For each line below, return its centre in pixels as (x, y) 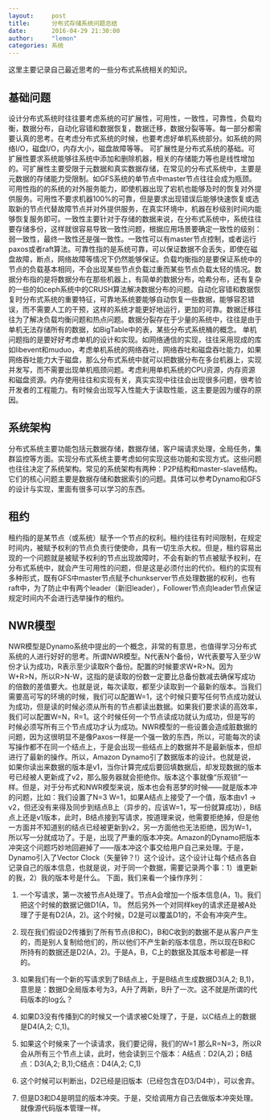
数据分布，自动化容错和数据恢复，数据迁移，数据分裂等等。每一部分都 (138, 128)
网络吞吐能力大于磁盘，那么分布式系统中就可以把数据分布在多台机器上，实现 (135, 360)
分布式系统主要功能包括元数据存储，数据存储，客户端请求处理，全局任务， (131, 448)
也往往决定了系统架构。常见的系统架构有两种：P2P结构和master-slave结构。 (135, 468)
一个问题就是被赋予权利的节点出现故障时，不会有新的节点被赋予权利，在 (142, 558)
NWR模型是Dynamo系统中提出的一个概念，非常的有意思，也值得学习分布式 (133, 646)
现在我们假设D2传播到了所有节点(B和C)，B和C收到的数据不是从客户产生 (139, 932)
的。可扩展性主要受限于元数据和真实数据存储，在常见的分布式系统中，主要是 (135, 168)
